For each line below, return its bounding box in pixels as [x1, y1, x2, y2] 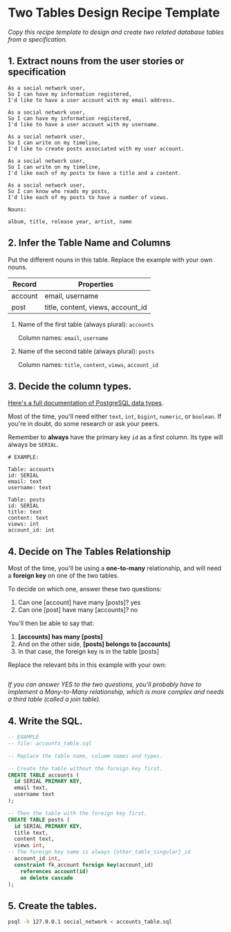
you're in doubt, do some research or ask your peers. [8, 420, 160, 428]
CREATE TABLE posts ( [8, 816, 71, 823]
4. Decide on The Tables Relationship [8, 545, 172, 557]
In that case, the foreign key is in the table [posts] [17, 647, 160, 656]
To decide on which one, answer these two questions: [8, 585, 162, 593]
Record [12, 279, 37, 289]
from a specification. [8, 35, 68, 43]
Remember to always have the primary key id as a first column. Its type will [8, 433, 223, 441]
